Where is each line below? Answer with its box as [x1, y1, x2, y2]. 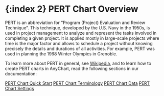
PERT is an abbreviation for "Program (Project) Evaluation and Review [5, 20, 145, 25]
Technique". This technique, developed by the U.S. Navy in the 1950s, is [5, 24, 150, 30]
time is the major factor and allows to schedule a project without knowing [5, 40, 153, 46]
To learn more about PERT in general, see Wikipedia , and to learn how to [5, 60, 152, 66]
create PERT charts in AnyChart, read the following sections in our [5, 65, 139, 72]
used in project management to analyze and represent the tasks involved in [5, 30, 157, 36]
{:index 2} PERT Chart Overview [5, 3, 139, 15]
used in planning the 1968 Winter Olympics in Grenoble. [5, 50, 117, 57]
